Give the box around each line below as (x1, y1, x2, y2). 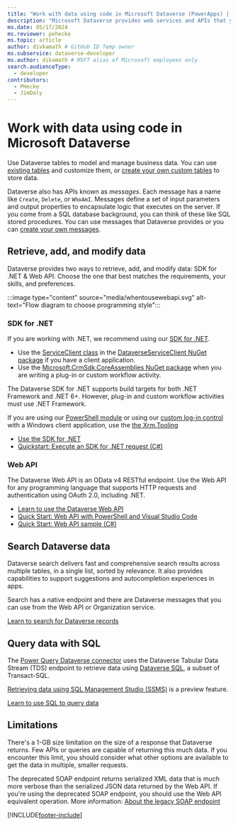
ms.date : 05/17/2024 (7, 23, 69, 30)
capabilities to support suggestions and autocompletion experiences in (7, 574, 215, 583)
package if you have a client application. (17, 356, 136, 364)
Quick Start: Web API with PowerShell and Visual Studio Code (17, 512, 198, 521)
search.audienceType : (7, 63, 72, 70)
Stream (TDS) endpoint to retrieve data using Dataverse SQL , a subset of (7, 664, 220, 672)
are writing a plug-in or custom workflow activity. (17, 371, 161, 379)
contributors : (7, 76, 50, 84)
